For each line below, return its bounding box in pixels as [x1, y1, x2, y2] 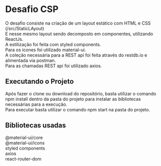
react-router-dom [5, 155, 42, 161]
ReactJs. [5, 36, 24, 42]
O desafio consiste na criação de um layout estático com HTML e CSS [5, 20, 151, 26]
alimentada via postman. [5, 57, 56, 63]
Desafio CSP [5, 4, 59, 15]
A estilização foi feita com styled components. [5, 41, 102, 47]
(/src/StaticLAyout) [5, 25, 44, 31]
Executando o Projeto [5, 77, 74, 86]
